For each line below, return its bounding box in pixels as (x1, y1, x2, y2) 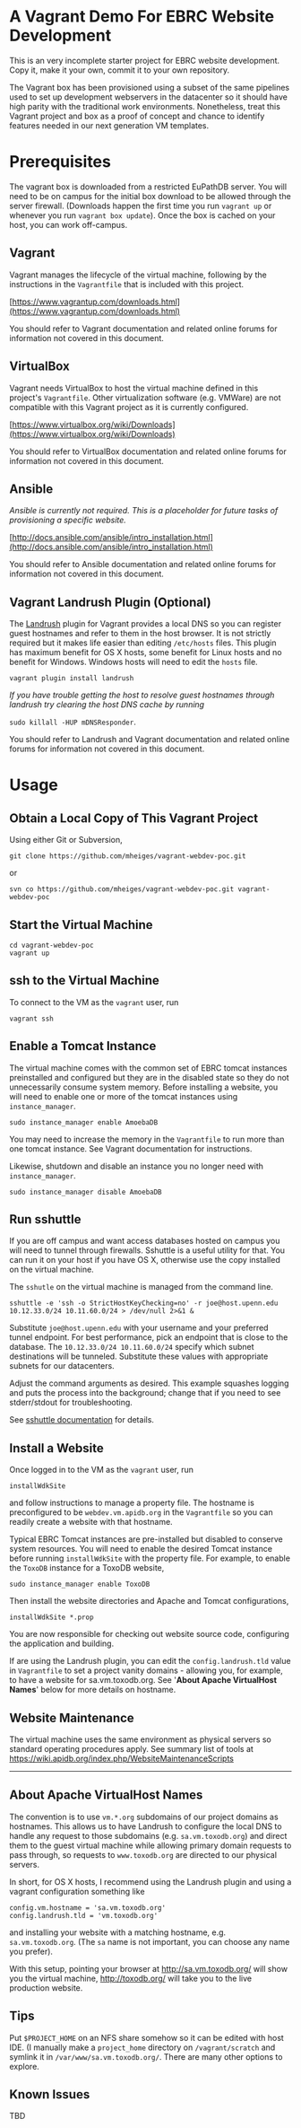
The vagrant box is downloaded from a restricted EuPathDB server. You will (9, 181, 288, 192)
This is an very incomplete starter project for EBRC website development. (9, 55, 280, 66)
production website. (9, 1982, 83, 1993)
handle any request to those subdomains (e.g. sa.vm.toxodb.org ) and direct (9, 1830, 288, 1841)
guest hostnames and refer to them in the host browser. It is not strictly (9, 628, 271, 639)
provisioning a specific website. (9, 514, 127, 526)
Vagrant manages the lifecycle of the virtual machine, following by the (9, 269, 267, 280)
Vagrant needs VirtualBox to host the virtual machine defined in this (9, 382, 259, 393)
